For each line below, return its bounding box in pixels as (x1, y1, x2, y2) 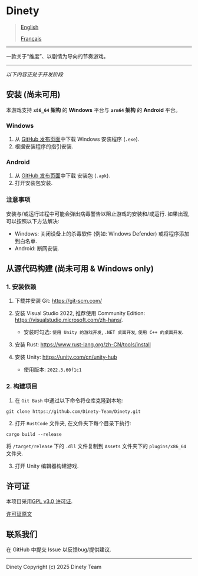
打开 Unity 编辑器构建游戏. (14, 462, 79, 469)
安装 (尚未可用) (6, 90, 61, 100)
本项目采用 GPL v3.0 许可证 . (6, 498, 72, 505)
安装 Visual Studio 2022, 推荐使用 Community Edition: (14, 310, 146, 317)
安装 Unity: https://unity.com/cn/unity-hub (14, 353, 117, 360)
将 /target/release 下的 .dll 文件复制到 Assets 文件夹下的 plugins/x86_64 (6, 442, 187, 449)
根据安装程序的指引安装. (14, 143, 74, 150)
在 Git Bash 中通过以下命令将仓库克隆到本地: (14, 396, 123, 404)
